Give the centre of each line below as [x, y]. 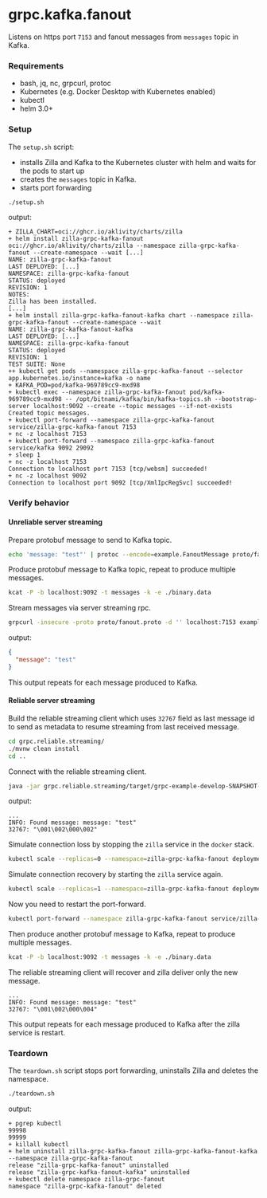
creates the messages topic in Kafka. [78, 179]
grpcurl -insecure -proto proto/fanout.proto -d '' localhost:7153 [122, 623]
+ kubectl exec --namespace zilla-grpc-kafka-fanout [97, 392]
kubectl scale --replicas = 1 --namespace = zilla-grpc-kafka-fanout [118, 889]
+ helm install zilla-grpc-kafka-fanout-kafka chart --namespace [118, 316]
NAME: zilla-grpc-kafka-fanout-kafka [71, 330]
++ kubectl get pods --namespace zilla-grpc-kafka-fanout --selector [126, 371]
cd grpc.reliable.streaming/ [56, 741]
